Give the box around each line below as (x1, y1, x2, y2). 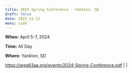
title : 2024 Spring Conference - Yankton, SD (5, 7, 99, 12)
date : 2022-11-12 (5, 16, 40, 21)
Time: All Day (5, 43, 33, 49)
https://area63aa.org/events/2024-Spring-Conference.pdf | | (5, 62, 128, 68)
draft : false (5, 12, 32, 17)
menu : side (5, 20, 27, 26)
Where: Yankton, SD (5, 53, 46, 59)
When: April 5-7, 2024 (5, 34, 50, 40)
